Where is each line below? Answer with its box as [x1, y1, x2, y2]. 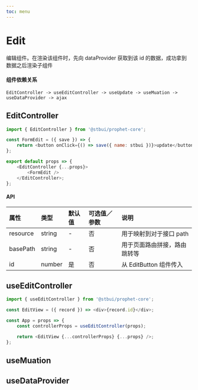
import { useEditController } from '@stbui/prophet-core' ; [6, 296, 154, 302]
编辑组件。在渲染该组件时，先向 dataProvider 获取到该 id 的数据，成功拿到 [6, 54, 187, 61]
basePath [9, 244, 35, 253]
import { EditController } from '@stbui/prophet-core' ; [6, 126, 146, 133]
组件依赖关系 [6, 76, 37, 83]
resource [9, 229, 34, 237]
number [41, 260, 63, 268]
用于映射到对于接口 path [121, 229, 189, 237]
